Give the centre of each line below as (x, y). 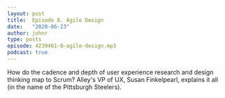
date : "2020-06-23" (39, 26)
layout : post (26, 14)
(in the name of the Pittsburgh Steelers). (65, 87)
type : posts (24, 40)
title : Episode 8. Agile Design (56, 20)
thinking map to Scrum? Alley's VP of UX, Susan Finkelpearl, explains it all (113, 79)
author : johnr (28, 33)
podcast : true (28, 53)
